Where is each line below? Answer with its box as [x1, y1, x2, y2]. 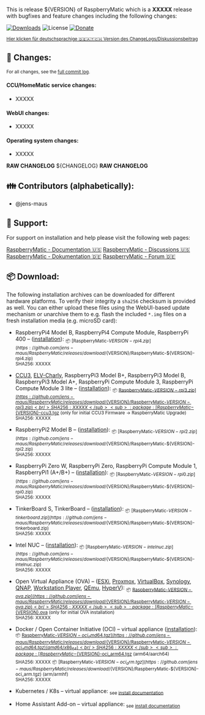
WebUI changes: [6, 109, 50, 116]
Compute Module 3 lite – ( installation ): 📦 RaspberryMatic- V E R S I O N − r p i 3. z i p [15, 384, 195, 393]
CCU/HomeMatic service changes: [6, 81, 97, 89]
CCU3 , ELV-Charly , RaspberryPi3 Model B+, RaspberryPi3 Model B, [15, 371, 186, 379]
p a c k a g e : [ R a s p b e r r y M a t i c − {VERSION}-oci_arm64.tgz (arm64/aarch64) [15, 651, 170, 657]
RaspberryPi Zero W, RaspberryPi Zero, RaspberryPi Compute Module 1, [15, 462, 198, 470]
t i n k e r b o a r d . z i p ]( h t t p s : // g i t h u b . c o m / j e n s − [15, 514, 107, 521]
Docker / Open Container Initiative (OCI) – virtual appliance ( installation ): [15, 626, 198, 633]
